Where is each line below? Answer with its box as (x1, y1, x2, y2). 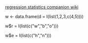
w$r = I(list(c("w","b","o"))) (5, 23, 59, 29)
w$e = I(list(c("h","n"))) (5, 33, 52, 38)
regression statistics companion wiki (5, 4, 79, 10)
